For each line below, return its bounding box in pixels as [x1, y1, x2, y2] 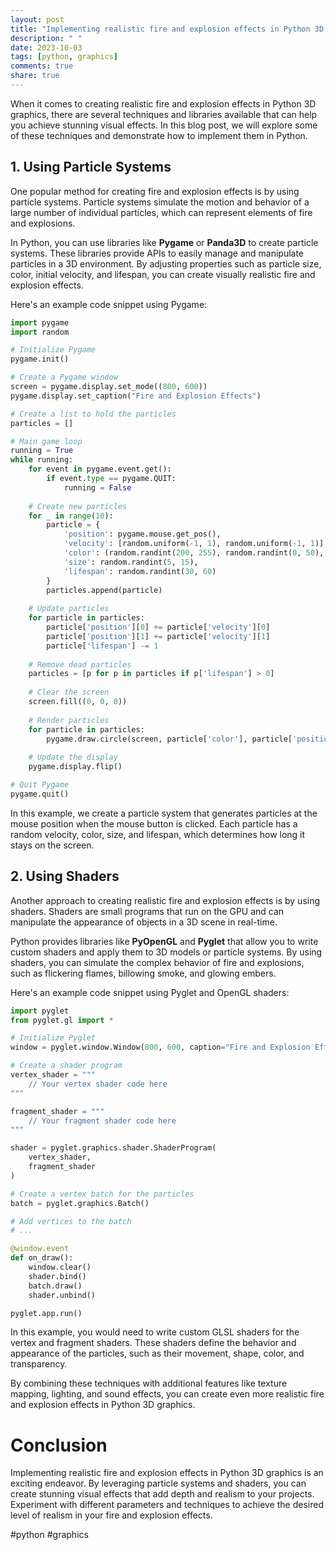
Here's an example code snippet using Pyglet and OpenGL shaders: [10, 986, 290, 998]
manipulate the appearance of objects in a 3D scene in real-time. [10, 916, 278, 928]
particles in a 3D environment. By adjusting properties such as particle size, [10, 257, 322, 270]
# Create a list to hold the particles [10, 409, 177, 419]
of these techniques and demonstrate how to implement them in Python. [10, 129, 308, 141]
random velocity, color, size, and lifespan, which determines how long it [10, 828, 306, 840]
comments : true [10, 61, 74, 71]
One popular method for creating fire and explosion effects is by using [10, 185, 300, 197]
